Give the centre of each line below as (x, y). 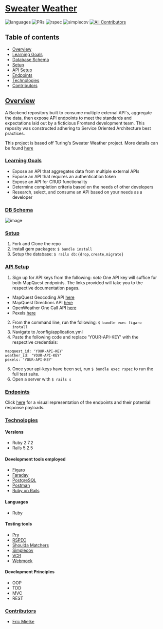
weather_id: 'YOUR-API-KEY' (34, 355)
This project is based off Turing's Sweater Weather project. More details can (81, 143)
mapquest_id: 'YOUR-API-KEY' (35, 351)
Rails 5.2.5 (22, 448)
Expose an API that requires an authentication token (64, 176)
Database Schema (30, 60)
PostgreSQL (24, 480)
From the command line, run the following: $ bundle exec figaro (77, 322)
